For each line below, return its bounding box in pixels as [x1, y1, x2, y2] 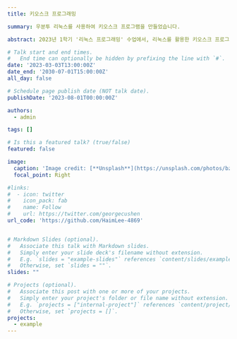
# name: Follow [7, 204, 61, 211]
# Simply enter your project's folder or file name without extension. [7, 295, 229, 302]
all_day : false [7, 75, 52, 82]
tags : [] [7, 126, 33, 133]
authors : [7, 107, 33, 114]
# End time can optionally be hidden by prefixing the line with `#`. [7, 55, 226, 62]
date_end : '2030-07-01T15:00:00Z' [7, 69, 109, 76]
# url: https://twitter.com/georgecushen [7, 210, 140, 218]
